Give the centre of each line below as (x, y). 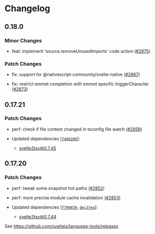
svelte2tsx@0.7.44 (38, 216)
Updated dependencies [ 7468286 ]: (46, 139)
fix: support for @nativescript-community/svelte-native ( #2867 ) (76, 74)
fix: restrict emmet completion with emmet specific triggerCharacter (80, 84)
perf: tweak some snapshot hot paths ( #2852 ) (58, 188)
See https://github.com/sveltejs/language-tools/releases (61, 226)
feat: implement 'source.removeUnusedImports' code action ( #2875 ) (81, 51)
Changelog (27, 9)
